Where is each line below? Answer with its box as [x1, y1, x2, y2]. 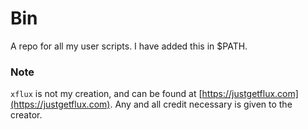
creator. [10, 109, 43, 121]
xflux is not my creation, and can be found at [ [10, 88, 203, 100]
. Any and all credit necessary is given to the [109, 98, 293, 111]
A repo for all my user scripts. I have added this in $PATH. [10, 40, 248, 52]
